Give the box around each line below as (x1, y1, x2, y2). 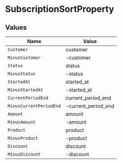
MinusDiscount (7, 152, 41, 157)
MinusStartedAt (7, 87, 43, 93)
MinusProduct (7, 135, 39, 141)
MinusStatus (7, 71, 36, 76)
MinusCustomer (7, 55, 41, 60)
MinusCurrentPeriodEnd (7, 103, 61, 109)
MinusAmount (7, 119, 36, 125)
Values (5, 23, 27, 32)
